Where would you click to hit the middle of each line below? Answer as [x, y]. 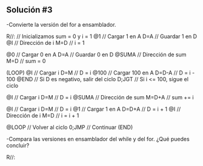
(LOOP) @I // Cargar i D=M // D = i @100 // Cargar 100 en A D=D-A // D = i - [101, 73]
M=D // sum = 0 [26, 61]
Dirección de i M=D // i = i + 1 [43, 115]
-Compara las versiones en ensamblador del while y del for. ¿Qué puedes [98, 139]
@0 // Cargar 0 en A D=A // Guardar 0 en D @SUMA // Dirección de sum [96, 55]
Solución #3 [29, 10]
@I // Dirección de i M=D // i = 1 [45, 42]
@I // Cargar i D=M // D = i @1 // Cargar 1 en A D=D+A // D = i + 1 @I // [94, 109]
